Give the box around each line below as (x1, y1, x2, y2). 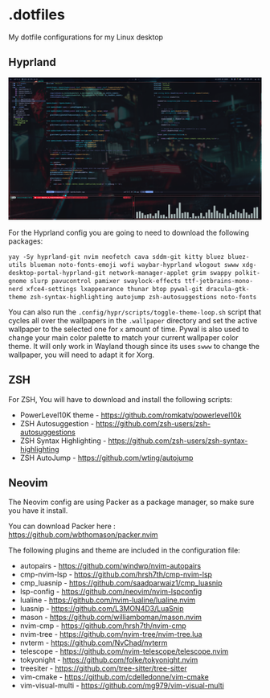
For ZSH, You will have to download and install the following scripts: (8, 394, 233, 404)
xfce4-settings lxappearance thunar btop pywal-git (26, 285, 203, 293)
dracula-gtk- (206, 285, 250, 293)
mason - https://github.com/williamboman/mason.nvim (19, 613, 202, 622)
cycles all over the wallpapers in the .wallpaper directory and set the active (8, 315, 258, 325)
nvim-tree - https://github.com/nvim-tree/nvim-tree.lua (19, 630, 202, 639)
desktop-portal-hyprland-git (8, 269, 106, 277)
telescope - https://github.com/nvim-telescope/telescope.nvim (19, 647, 229, 656)
